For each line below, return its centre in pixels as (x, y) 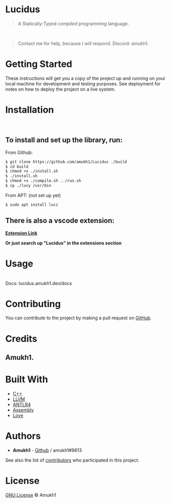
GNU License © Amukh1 (31, 495)
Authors (23, 436)
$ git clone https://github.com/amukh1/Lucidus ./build (66, 162)
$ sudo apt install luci (32, 205)
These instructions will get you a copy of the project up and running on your (85, 78)
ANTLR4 (22, 404)
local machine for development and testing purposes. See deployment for (83, 83)
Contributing (33, 304)
